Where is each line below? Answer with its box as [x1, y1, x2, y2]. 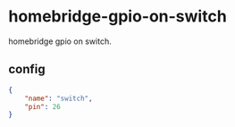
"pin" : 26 [24, 102, 62, 111]
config [8, 62, 46, 77]
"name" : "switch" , [24, 94, 93, 103]
